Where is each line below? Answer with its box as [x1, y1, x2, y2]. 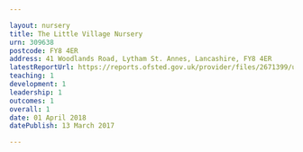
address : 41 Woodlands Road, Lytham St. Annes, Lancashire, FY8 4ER [9, 55, 272, 64]
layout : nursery [9, 21, 70, 30]
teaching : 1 [9, 71, 54, 81]
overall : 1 [9, 104, 50, 113]
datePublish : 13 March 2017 [9, 121, 115, 130]
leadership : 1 [9, 87, 63, 97]
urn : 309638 [9, 38, 54, 47]
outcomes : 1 [9, 96, 54, 105]
